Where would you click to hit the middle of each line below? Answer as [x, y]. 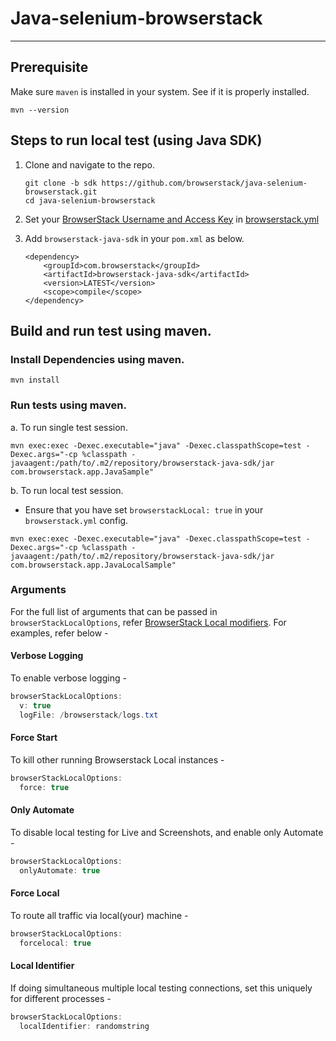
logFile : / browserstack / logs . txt [89, 715]
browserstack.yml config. [76, 520]
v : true [35, 705]
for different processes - [61, 998]
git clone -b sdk [61, 183]
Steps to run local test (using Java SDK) [136, 140]
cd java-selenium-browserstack [90, 200]
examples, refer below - [59, 633]
